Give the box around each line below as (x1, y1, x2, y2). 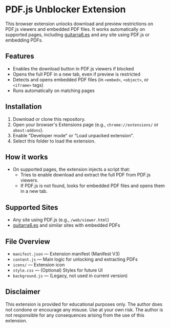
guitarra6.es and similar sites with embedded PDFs (12, 222, 120, 228)
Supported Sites (5, 203, 58, 212)
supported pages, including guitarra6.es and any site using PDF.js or (5, 31, 150, 38)
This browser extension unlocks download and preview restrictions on (5, 21, 154, 27)
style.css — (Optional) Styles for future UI (12, 267, 103, 273)
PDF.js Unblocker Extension (5, 4, 126, 15)
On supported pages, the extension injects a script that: (12, 166, 131, 173)
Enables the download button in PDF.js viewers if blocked (12, 65, 134, 71)
